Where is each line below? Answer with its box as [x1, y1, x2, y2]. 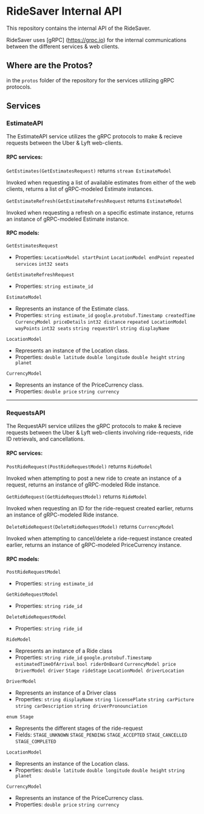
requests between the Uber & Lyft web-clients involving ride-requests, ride [6, 429, 194, 437]
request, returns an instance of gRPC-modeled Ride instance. [6, 481, 160, 488]
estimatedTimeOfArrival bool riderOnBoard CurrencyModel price [15, 661, 176, 667]
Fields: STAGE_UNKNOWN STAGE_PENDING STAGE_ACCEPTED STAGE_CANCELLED [15, 730, 188, 738]
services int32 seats [15, 261, 69, 267]
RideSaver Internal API [6, 4, 122, 18]
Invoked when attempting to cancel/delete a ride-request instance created [6, 535, 192, 542]
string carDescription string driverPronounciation [15, 703, 148, 709]
